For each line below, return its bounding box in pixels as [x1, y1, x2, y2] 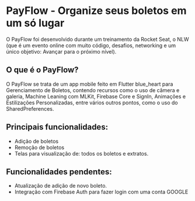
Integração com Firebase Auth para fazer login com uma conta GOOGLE [14, 188, 189, 196]
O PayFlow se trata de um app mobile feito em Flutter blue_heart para [6, 80, 173, 87]
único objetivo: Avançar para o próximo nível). [6, 48, 117, 55]
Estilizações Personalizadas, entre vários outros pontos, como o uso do [6, 99, 178, 106]
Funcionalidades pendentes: [6, 167, 112, 177]
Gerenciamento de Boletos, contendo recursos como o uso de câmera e [6, 86, 180, 94]
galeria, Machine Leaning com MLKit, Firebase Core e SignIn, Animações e [6, 93, 186, 100]
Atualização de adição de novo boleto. [14, 182, 107, 189]
